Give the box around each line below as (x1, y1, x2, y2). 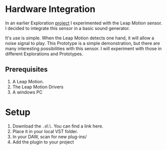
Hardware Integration (5, 3, 96, 15)
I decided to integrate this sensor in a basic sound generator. (5, 25, 130, 31)
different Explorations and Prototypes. (5, 51, 83, 57)
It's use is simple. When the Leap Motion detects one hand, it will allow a (5, 35, 155, 41)
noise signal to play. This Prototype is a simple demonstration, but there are (5, 40, 161, 46)
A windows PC (12, 89, 43, 95)
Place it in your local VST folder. (12, 128, 78, 134)
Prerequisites (5, 65, 48, 74)
